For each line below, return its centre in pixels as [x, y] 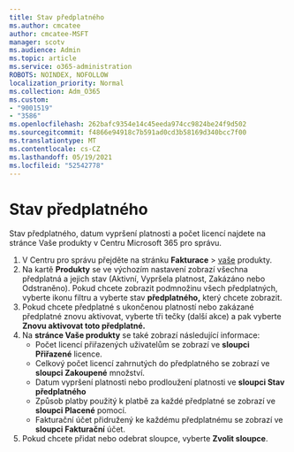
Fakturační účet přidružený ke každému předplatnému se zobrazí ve [159, 420]
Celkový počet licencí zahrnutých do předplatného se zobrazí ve [152, 364]
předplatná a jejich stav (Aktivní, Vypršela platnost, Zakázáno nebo [143, 279]
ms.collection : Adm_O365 [55, 91]
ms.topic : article [43, 58]
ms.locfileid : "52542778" [57, 165]
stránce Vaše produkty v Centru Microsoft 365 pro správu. [116, 243]
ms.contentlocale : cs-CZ [55, 149]
